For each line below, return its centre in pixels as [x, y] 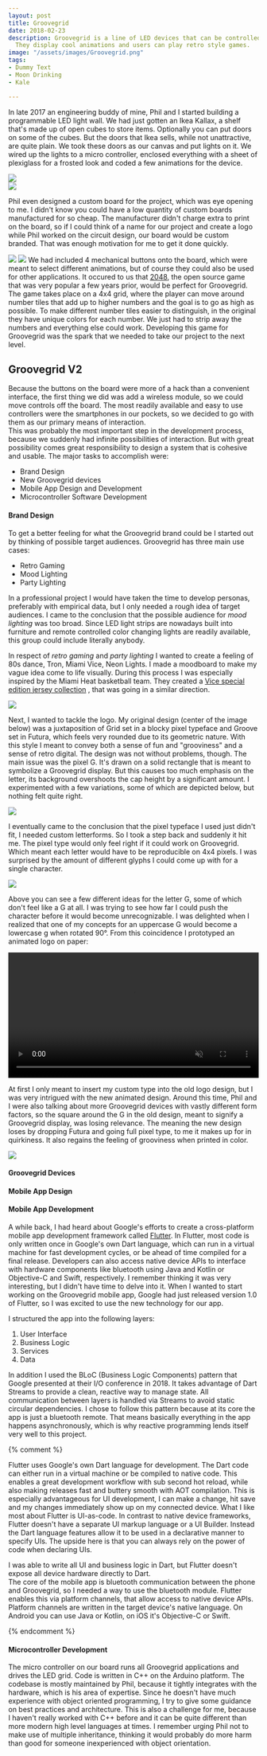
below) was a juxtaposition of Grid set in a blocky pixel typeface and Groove [133, 728]
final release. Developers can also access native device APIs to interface [127, 1261]
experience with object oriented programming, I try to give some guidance [130, 1701]
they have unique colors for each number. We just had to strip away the [125, 319]
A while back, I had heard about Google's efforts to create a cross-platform [131, 1226]
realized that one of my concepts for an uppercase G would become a [123, 924]
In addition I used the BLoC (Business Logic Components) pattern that [123, 1375]
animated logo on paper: [48, 941]
